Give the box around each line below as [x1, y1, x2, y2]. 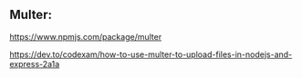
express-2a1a [9, 58, 60, 69]
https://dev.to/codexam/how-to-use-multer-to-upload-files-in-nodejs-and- [9, 49, 293, 60]
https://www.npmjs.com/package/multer [9, 31, 162, 42]
